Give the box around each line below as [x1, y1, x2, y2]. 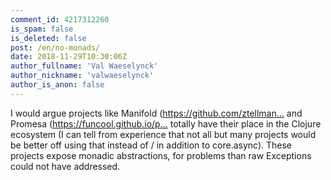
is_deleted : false [10, 33, 87, 43]
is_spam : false [10, 24, 74, 34]
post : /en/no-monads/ [10, 42, 101, 53]
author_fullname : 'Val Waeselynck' [10, 61, 159, 71]
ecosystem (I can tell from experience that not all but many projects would [10, 128, 317, 140]
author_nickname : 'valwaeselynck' [10, 71, 155, 81]
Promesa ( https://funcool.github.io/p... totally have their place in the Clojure [10, 117, 322, 130]
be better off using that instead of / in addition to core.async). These [10, 139, 293, 151]
